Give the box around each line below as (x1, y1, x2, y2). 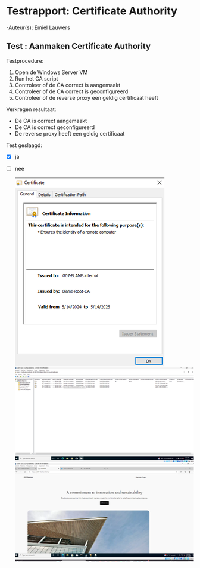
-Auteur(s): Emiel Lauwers (6, 24, 70, 31)
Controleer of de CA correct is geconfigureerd (14, 88, 129, 95)
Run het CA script (14, 75, 58, 82)
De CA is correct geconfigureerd (14, 124, 95, 131)
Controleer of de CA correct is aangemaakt (14, 81, 121, 88)
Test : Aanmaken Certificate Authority (6, 41, 151, 51)
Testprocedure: (6, 57, 44, 64)
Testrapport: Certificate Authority (6, 4, 177, 18)
